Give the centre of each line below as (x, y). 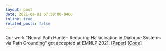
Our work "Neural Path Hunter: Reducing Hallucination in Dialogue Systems (83, 38)
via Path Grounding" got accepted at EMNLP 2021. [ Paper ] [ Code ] (74, 43)
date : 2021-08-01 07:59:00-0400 (39, 14)
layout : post (19, 10)
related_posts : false (28, 24)
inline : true (19, 19)
